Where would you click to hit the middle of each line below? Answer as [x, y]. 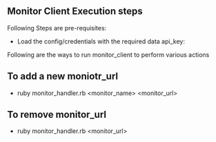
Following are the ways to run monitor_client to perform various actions [108, 54]
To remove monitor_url [57, 115]
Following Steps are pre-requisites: [57, 28]
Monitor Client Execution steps [75, 11]
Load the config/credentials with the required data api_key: [101, 41]
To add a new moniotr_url [63, 76]
